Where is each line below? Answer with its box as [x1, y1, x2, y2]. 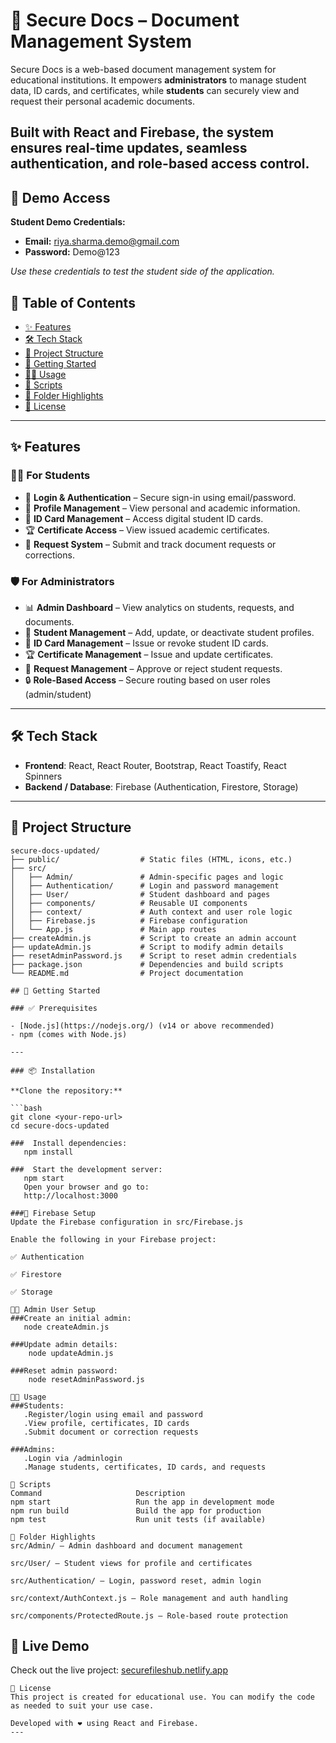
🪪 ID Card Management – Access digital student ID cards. [24, 512, 264, 524]
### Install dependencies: [10, 1138, 128, 1148]
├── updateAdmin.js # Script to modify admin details [10, 942, 284, 952]
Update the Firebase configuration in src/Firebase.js [10, 1217, 244, 1227]
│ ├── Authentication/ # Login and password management [10, 880, 280, 891]
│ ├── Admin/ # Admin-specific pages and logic [10, 872, 284, 882]
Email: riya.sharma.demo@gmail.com [24, 235, 180, 248]
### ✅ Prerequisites [10, 1003, 98, 1013]
